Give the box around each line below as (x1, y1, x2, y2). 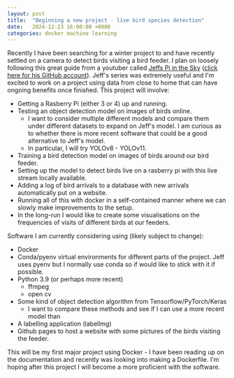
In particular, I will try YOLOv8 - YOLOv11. (27, 144, 147, 152)
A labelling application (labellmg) (17, 319, 112, 328)
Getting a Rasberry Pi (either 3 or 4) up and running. (17, 99, 168, 108)
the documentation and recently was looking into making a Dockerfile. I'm (7, 356, 219, 364)
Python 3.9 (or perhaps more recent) (17, 275, 124, 284)
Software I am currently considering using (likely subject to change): (7, 232, 204, 240)
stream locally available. (17, 174, 87, 182)
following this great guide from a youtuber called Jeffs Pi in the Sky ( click (7, 64, 218, 72)
